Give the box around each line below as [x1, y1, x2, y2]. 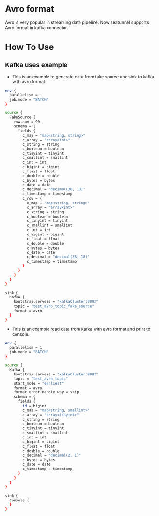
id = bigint [22, 404, 47, 408]
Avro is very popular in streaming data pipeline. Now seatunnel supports [5, 19, 149, 25]
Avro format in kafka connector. [5, 24, 68, 30]
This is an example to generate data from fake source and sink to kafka [12, 74, 154, 79]
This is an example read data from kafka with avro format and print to [12, 326, 151, 332]
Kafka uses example [5, 61, 68, 69]
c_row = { [22, 196, 42, 201]
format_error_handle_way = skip [14, 390, 79, 395]
